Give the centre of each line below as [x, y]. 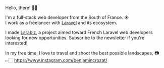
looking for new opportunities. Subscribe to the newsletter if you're [75, 38]
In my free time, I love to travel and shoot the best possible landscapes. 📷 [82, 53]
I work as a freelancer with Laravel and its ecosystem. [61, 23]
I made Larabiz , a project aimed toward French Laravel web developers [79, 32]
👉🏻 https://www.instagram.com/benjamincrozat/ [56, 60]
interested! [16, 43]
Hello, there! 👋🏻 [21, 8]
